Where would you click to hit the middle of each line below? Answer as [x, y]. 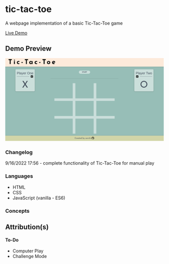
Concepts [18, 211]
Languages [19, 176]
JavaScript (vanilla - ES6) [39, 198]
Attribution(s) [27, 227]
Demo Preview [28, 49]
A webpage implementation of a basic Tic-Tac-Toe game [64, 23]
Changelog [19, 152]
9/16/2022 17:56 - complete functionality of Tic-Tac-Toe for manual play [80, 163]
